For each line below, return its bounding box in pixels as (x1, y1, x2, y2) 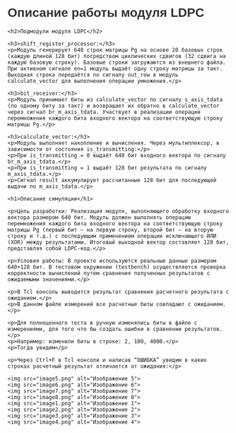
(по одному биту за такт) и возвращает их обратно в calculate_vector (7, 102, 220, 109)
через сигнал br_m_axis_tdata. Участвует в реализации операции (7, 108, 201, 116)
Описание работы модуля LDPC (7, 6, 205, 21)
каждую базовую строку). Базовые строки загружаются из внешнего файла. (7, 59, 226, 66)
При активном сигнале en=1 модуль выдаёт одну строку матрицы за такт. (7, 64, 223, 72)
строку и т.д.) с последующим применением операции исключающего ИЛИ (7, 232, 217, 240)
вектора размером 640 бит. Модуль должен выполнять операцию (7, 213, 191, 221)
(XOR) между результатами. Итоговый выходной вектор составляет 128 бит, (7, 238, 230, 246)
